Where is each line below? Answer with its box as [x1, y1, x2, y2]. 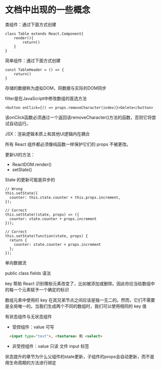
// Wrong [5, 186, 23, 191]
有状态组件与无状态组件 [5, 313, 52, 319]
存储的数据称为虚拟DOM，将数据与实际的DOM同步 [5, 85, 107, 91]
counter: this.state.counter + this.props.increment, [9, 195, 121, 200]
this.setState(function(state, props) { [5, 233, 89, 239]
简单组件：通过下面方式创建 [5, 57, 61, 64]
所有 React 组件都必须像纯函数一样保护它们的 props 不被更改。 [5, 141, 131, 147]
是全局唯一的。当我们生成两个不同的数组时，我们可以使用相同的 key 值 [5, 303, 147, 309]
